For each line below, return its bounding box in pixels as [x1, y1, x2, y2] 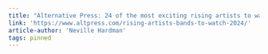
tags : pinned [8, 33, 52, 42]
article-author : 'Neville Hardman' [8, 26, 127, 34]
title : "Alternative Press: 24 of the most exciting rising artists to [8, 11, 251, 20]
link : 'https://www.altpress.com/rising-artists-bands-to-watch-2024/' [8, 19, 251, 27]
